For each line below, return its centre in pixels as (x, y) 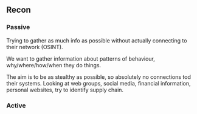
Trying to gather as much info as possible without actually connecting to (97, 40)
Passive (18, 27)
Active (16, 106)
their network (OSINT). (35, 47)
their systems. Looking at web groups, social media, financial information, (98, 83)
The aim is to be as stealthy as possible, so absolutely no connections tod (99, 77)
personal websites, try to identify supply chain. (65, 90)
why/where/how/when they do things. (54, 65)
